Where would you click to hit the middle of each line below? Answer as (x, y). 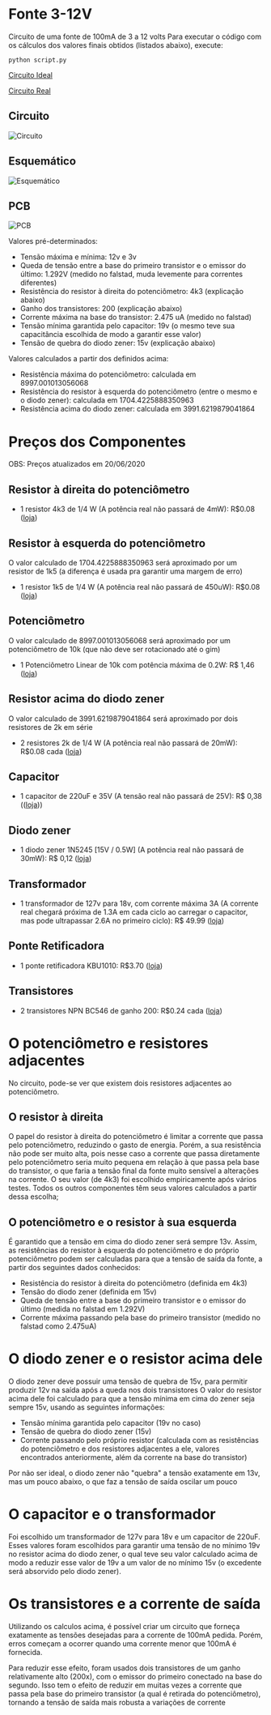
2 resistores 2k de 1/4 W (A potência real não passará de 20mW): (129, 743)
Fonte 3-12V (51, 14)
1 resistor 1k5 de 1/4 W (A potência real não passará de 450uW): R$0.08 (140, 587)
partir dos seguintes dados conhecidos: (75, 1268)
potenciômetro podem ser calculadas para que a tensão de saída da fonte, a (135, 1259)
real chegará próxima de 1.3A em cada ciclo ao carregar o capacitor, (134, 912)
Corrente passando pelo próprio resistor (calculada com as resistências (139, 1440)
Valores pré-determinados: (53, 241)
